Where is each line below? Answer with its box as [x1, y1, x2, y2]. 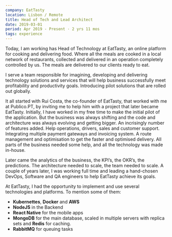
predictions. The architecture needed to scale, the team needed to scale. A [5, 163, 164, 168]
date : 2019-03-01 [5, 22, 43, 27]
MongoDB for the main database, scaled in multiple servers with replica [12, 215, 165, 221]
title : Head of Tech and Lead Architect [5, 17, 93, 22]
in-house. [5, 147, 26, 153]
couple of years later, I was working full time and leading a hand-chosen [5, 168, 158, 174]
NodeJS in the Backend [12, 204, 63, 210]
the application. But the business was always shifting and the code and [5, 114, 156, 121]
